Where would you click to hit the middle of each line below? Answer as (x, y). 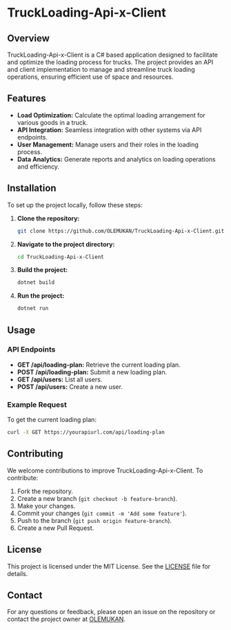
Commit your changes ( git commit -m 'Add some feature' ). (102, 513)
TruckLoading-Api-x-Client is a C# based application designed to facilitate (113, 55)
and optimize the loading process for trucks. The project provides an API (110, 62)
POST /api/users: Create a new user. (70, 386)
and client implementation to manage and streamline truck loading (101, 69)
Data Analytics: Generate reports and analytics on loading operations (116, 159)
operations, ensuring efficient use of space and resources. (90, 77)
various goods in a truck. (52, 122)
